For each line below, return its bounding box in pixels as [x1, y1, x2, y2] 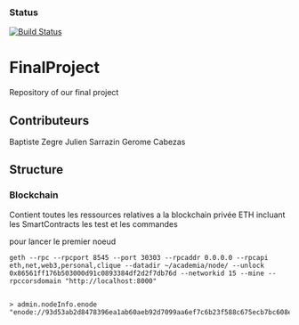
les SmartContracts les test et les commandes [9, 218, 178, 229]
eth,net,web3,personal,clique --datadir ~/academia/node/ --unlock [9, 261, 265, 270]
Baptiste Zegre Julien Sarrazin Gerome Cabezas [9, 136, 186, 148]
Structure [9, 162, 64, 177]
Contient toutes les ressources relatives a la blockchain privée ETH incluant [9, 209, 286, 220]
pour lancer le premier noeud [9, 236, 117, 247]
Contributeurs [9, 113, 90, 128]
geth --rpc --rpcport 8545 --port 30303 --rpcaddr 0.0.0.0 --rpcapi [9, 253, 269, 262]
